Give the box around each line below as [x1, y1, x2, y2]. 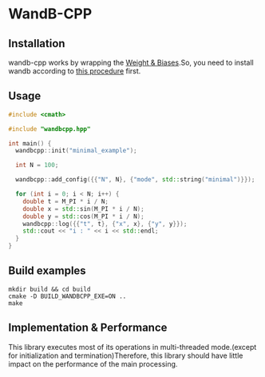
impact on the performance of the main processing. [8, 359, 178, 368]
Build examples [8, 264, 86, 278]
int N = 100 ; [15, 161, 59, 169]
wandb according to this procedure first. [8, 66, 141, 76]
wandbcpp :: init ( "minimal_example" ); [15, 147, 137, 155]
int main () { [8, 139, 52, 148]
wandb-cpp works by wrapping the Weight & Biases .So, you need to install [8, 58, 254, 67]
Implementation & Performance [8, 321, 168, 335]
